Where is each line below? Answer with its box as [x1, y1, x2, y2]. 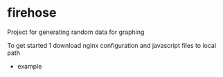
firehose [7, 5, 57, 21]
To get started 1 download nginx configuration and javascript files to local [7, 41, 217, 49]
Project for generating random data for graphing [7, 28, 145, 36]
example [17, 62, 42, 70]
